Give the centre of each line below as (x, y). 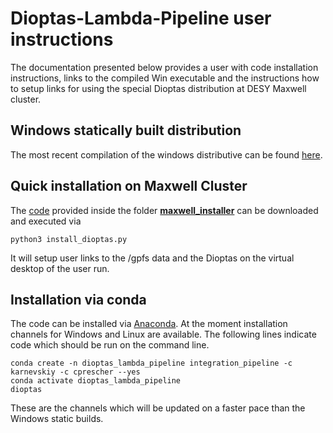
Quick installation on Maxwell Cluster (129, 186)
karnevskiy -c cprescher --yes (75, 372)
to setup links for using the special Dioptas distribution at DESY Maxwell (158, 88)
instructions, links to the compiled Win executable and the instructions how (165, 78)
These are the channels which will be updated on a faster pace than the (158, 408)
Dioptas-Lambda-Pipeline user (141, 18)
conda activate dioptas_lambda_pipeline (96, 381)
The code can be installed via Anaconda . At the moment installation (149, 324)
